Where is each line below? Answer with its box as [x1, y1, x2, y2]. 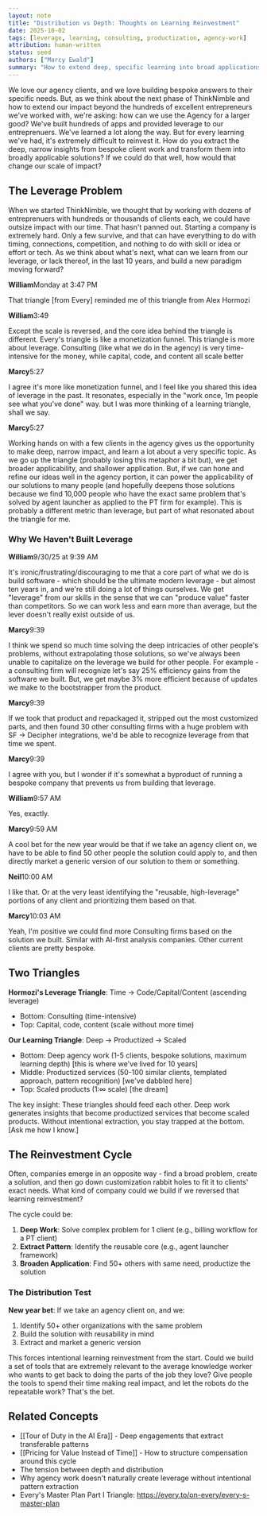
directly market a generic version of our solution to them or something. [8, 856, 240, 866]
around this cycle [19, 1456, 77, 1466]
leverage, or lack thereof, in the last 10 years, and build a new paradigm [8, 256, 242, 265]
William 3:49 [8, 311, 49, 320]
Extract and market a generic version [19, 1337, 141, 1347]
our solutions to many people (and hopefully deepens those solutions [8, 480, 235, 489]
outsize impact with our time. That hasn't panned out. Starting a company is [8, 222, 257, 231]
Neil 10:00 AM [8, 872, 53, 881]
